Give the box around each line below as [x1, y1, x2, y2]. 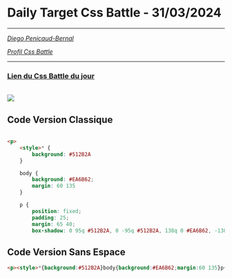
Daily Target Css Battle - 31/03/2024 [7, 5, 222, 21]
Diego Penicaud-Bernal [7, 34, 74, 42]
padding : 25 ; [32, 214, 70, 221]
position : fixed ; [32, 208, 81, 215]
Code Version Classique [7, 114, 113, 126]
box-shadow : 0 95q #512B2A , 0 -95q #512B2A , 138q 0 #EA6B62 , [32, 227, 212, 234]
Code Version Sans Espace [7, 246, 126, 258]
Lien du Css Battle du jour [7, 71, 95, 81]
